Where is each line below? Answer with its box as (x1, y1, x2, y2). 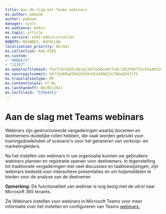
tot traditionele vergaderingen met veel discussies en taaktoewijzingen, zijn (5, 164, 159, 170)
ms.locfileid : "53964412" (5, 90, 58, 95)
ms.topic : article (5, 30, 43, 35)
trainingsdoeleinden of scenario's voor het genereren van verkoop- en (5, 138, 149, 144)
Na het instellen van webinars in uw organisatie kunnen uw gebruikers (5, 153, 148, 159)
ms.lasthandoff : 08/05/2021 (5, 85, 63, 90)
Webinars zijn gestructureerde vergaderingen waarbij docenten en (5, 128, 141, 133)
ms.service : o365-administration (5, 35, 74, 40)
